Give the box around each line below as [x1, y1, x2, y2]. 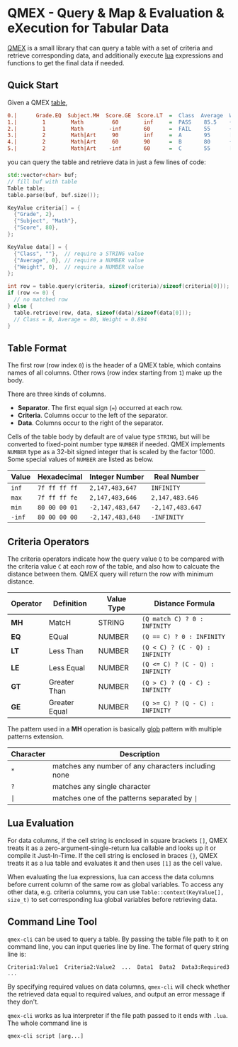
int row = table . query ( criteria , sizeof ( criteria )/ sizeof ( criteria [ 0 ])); [7, 283, 230, 290]
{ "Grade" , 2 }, [13, 211, 55, 218]
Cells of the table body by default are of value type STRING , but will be [7, 432, 210, 441]
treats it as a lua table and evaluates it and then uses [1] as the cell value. [7, 859, 223, 867]
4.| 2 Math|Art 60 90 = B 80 [7, 139, 211, 146]
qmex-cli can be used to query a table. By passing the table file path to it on [7, 935, 229, 943]
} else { [7, 302, 33, 310]
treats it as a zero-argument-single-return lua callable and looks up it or [7, 844, 216, 852]
